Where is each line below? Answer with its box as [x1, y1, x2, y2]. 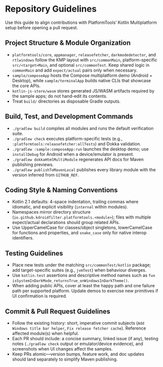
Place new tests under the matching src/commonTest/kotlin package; [12, 262, 151, 268]
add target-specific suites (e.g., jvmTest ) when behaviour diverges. [12, 267, 147, 273]
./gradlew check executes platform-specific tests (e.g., [12, 135, 123, 142]
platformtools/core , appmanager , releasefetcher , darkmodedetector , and [12, 52, 156, 57]
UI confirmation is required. [12, 293, 67, 299]
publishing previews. [12, 162, 54, 167]
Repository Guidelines [5, 3, 97, 15]
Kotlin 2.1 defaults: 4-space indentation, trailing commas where [12, 199, 139, 205]
